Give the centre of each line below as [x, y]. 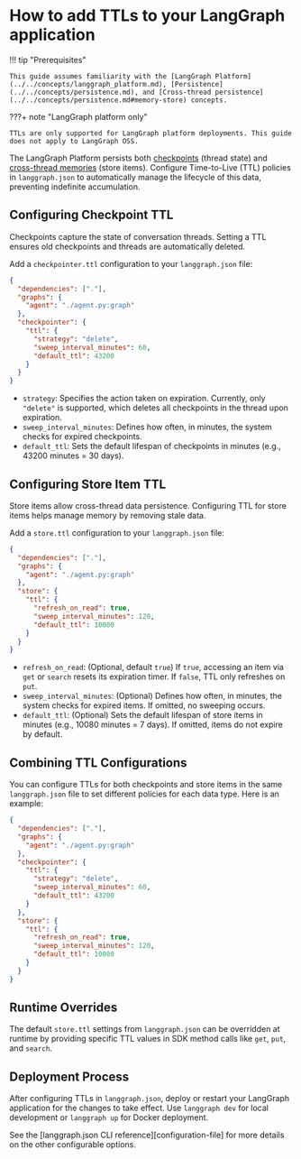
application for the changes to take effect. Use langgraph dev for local [139, 1108]
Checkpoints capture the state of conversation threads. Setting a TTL [138, 236]
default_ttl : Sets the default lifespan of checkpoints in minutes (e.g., [151, 446]
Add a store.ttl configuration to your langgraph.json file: [117, 532]
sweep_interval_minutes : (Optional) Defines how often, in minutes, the [152, 696]
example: [26, 804]
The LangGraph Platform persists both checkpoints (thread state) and [138, 158]
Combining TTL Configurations [98, 763]
